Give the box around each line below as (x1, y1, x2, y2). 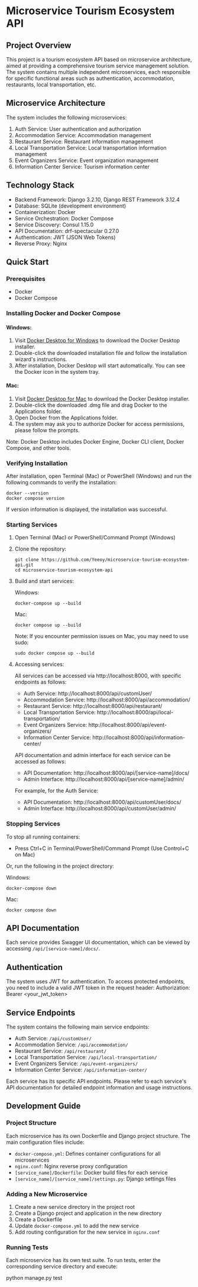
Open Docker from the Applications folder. (14, 414, 118, 421)
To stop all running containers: (6, 833, 80, 840)
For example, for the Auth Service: (14, 787, 99, 794)
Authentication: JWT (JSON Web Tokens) (14, 234, 116, 241)
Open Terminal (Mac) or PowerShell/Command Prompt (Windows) (14, 534, 176, 541)
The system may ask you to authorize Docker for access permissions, (14, 420, 185, 427)
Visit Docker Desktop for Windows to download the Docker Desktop (14, 337, 180, 344)
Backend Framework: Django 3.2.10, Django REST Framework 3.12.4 (14, 196, 180, 203)
